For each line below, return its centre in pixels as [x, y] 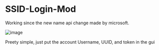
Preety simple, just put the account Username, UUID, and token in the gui [80, 42]
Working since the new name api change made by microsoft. [67, 23]
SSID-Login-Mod [40, 9]
